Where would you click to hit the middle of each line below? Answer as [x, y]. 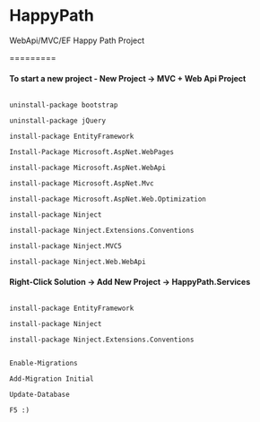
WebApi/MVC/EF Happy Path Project [77, 40]
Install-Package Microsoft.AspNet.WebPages [92, 152]
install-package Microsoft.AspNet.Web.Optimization [108, 199]
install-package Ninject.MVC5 [66, 246]
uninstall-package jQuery [57, 121]
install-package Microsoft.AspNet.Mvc [82, 184]
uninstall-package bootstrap [64, 105]
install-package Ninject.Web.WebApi [78, 262]
